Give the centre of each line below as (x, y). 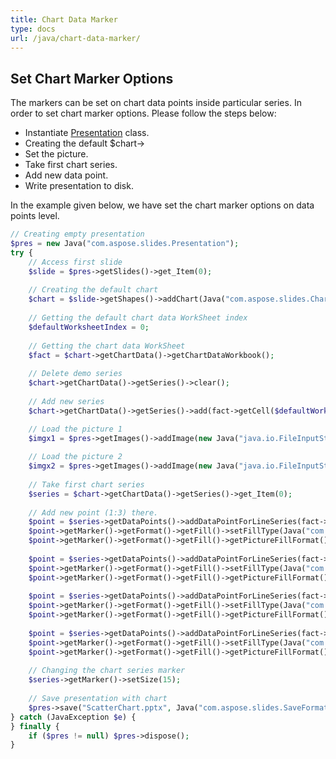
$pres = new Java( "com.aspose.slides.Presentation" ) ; (125, 244)
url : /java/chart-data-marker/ (75, 38)
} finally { (35, 726)
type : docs (33, 29)
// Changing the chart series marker (107, 671)
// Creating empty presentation (77, 234)
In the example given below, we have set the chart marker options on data (162, 205)
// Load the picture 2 (75, 457)
